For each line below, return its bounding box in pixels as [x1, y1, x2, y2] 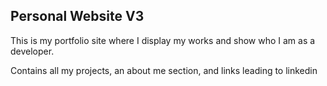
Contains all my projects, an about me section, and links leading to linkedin [10, 64, 318, 76]
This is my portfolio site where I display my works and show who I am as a [10, 34, 316, 46]
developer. [10, 45, 55, 57]
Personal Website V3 [10, 8, 145, 25]
